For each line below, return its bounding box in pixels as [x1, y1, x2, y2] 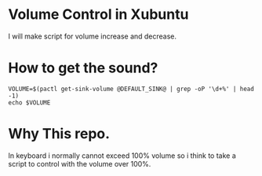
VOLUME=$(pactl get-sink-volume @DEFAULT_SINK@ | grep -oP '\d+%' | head [8, 85, 255, 93]
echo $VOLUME [8, 98, 51, 107]
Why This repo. [8, 125, 111, 143]
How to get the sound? [8, 59, 158, 77]
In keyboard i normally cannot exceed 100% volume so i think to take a [8, 151, 237, 160]
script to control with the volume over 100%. [8, 159, 151, 168]
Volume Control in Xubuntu [8, 5, 189, 24]
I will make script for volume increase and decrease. [8, 31, 177, 41]
